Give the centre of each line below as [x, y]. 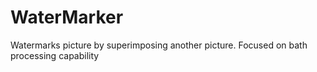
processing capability [55, 55]
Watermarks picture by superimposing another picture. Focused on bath [159, 45]
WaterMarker [67, 17]
